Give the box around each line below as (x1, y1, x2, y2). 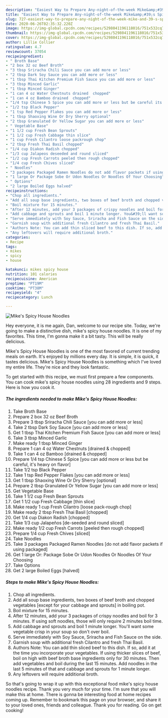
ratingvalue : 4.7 (5, 44, 42, 49)
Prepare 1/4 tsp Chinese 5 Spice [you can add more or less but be (12, 456, 149, 462)
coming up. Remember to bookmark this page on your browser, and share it (5, 697, 161, 703)
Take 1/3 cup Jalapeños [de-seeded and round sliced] (12, 520, 124, 526)
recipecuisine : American (5, 276, 57, 281)
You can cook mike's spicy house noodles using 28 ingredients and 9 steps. (5, 379, 162, 385)
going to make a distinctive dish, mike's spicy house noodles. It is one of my (5, 328, 162, 334)
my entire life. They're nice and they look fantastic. (5, 364, 110, 370)
